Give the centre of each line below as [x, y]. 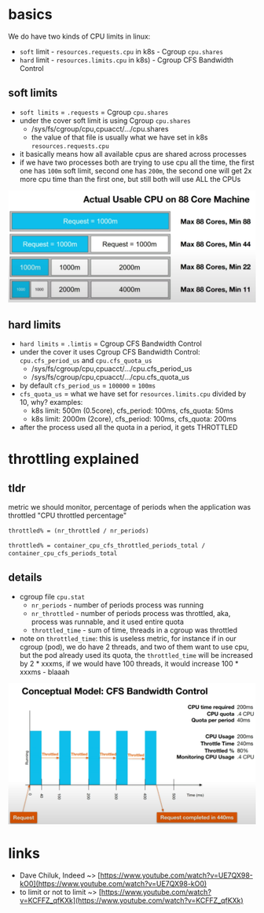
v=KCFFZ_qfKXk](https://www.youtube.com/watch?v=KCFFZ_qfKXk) [131, 900]
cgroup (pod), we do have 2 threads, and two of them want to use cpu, [134, 647]
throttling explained [74, 459]
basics [30, 15]
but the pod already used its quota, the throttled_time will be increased [136, 655]
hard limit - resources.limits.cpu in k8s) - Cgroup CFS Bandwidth [126, 60]
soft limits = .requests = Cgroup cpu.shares [94, 112]
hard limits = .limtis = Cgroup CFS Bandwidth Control [110, 343]
